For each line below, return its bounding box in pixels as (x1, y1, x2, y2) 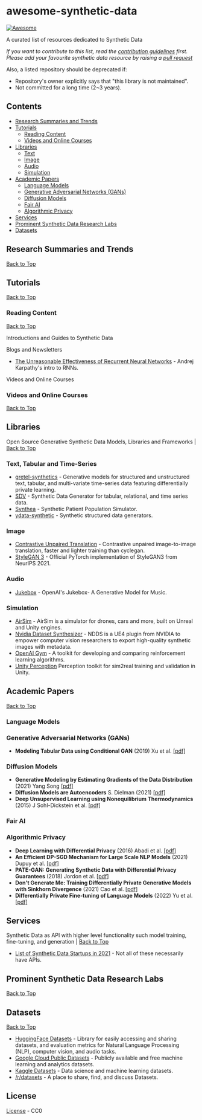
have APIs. (14, 956, 42, 964)
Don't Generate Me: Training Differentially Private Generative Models (14, 879, 192, 886)
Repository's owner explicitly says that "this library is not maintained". (14, 77, 189, 85)
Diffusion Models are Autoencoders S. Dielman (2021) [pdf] (14, 789, 166, 796)
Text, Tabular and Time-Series (6, 459, 97, 468)
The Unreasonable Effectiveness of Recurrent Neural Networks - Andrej (14, 358, 194, 365)
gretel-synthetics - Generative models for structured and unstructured (14, 473, 190, 481)
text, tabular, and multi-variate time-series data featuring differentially (14, 480, 189, 487)
